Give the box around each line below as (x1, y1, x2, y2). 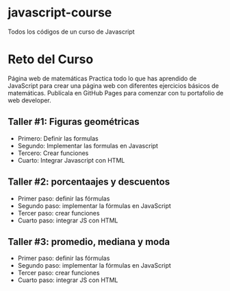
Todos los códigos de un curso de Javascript (8, 27, 136, 36)
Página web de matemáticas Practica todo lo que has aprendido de (8, 74, 197, 82)
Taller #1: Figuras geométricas (8, 116, 140, 128)
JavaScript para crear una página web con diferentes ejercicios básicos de (8, 81, 220, 90)
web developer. (8, 96, 52, 104)
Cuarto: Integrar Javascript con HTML (17, 156, 125, 164)
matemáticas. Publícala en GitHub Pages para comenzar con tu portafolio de (8, 89, 224, 97)
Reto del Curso (8, 51, 94, 67)
